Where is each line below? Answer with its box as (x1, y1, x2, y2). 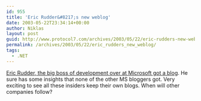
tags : (6, 48, 20, 53)
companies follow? (6, 88, 53, 95)
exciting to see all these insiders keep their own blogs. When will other (6, 81, 180, 89)
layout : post (6, 31, 39, 37)
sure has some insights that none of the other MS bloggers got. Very (6, 75, 175, 83)
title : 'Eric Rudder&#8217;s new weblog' (6, 14, 111, 20)
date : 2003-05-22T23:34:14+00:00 (6, 20, 90, 26)
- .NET (11, 53, 28, 59)
